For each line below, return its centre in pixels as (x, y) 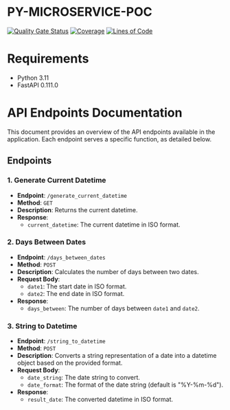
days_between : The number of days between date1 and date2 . (114, 308)
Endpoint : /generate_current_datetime (72, 195)
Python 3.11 (33, 78)
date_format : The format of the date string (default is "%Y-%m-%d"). (125, 385)
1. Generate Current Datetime (57, 181)
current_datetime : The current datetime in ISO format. (104, 225)
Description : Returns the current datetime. (78, 209)
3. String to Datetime (42, 326)
